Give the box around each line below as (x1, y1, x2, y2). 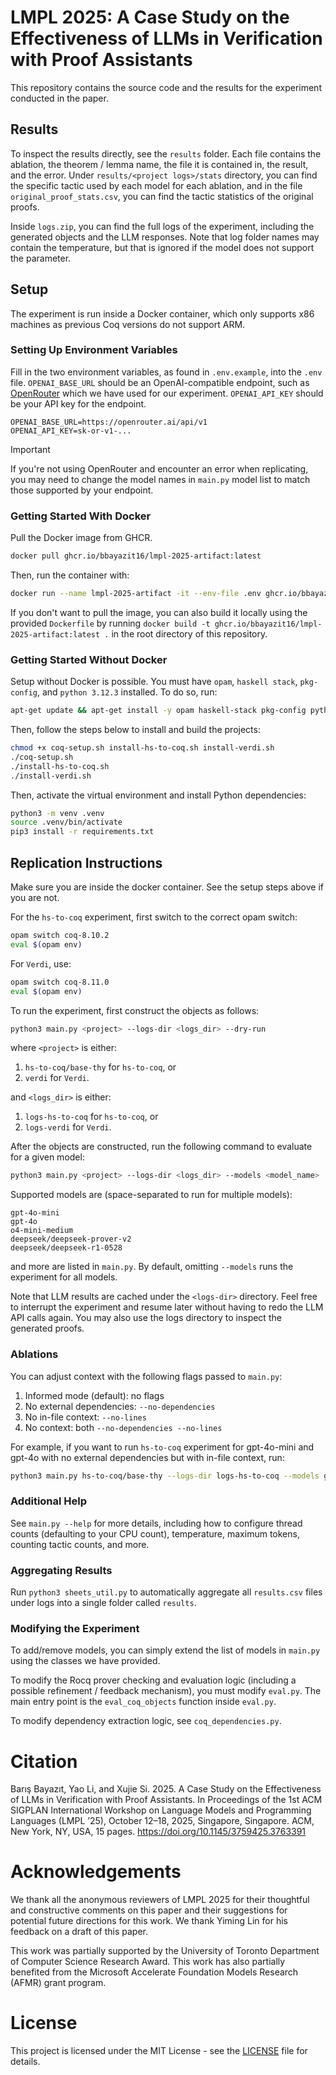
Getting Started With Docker (10, 509, 152, 523)
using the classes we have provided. (10, 1655, 161, 1667)
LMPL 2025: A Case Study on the (10, 6, 290, 29)
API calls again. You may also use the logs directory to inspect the (10, 1312, 282, 1324)
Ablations (10, 1347, 59, 1361)
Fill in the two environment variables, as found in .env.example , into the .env (10, 366, 323, 378)
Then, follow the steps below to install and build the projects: (10, 724, 261, 736)
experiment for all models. (10, 1271, 118, 1283)
